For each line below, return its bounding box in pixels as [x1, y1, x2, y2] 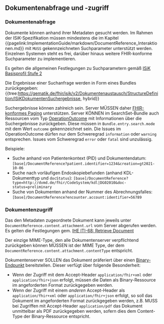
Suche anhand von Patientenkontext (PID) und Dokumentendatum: [12, 155, 147, 161]
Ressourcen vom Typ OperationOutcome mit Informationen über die [5, 115, 142, 121]
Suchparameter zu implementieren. [5, 56, 76, 62]
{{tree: [5, 90, 18, 96]
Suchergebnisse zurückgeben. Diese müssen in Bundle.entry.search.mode [5, 120, 155, 126]
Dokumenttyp [12, 175, 40, 181]
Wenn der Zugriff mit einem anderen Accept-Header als [12, 287, 125, 293]
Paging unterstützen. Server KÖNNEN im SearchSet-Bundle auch [27, 110, 159, 116]
